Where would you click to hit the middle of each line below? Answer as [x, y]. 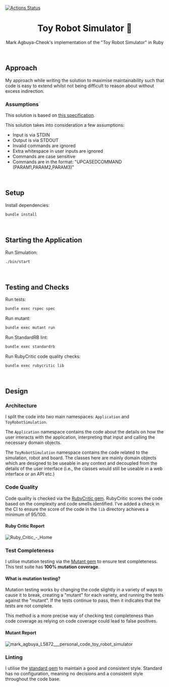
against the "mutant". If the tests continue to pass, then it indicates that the [83, 600]
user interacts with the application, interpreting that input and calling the [80, 437]
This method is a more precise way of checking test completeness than [79, 616]
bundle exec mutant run [30, 328]
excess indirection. [25, 91]
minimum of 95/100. [26, 514]
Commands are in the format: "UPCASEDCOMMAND [67, 162]
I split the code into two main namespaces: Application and [67, 417]
